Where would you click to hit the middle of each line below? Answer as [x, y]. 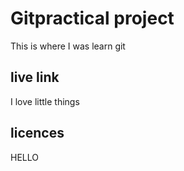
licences [37, 133]
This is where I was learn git [68, 46]
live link [35, 77]
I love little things [45, 101]
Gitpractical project [92, 18]
